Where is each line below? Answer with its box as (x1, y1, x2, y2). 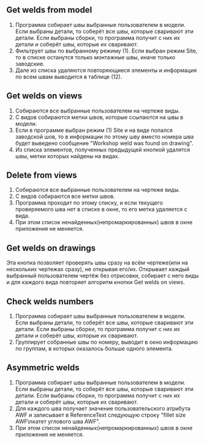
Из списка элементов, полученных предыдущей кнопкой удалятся (15, 146, 190, 153)
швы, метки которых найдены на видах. (15, 152, 120, 159)
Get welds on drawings (6, 242, 96, 253)
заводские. (15, 60, 45, 67)
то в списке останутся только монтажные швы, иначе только (15, 53, 176, 60)
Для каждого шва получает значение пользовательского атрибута (15, 404, 191, 412)
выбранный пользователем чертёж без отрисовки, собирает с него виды (6, 272, 199, 280)
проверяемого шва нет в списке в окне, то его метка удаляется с (15, 206, 188, 213)
